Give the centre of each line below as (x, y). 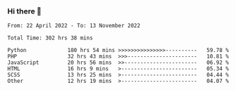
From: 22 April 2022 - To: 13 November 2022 (74, 26)
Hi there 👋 (25, 11)
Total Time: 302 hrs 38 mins (50, 38)
